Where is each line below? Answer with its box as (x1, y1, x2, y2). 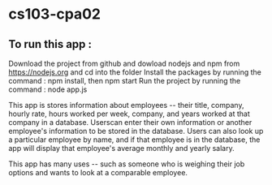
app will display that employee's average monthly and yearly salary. (8, 144, 235, 153)
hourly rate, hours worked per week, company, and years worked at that (8, 109, 250, 118)
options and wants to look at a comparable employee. (8, 168, 188, 177)
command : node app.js (8, 84, 88, 94)
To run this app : (8, 37, 92, 51)
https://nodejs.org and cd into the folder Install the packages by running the (8, 67, 261, 77)
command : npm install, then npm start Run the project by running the (8, 76, 241, 85)
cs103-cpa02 (8, 5, 101, 24)
